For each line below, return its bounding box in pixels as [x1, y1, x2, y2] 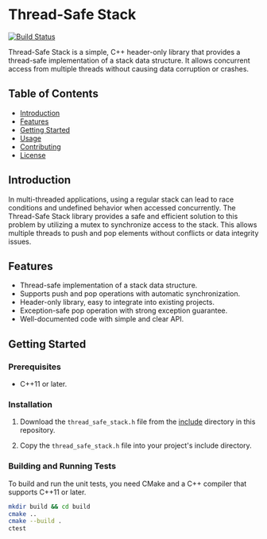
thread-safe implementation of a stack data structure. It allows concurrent [8, 56, 250, 65]
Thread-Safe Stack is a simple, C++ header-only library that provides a [8, 47, 241, 56]
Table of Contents [8, 87, 99, 101]
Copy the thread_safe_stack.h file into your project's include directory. [19, 441, 252, 450]
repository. [19, 425, 56, 435]
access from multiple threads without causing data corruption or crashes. [8, 64, 249, 73]
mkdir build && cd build [8, 502, 91, 510]
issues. [8, 237, 32, 246]
